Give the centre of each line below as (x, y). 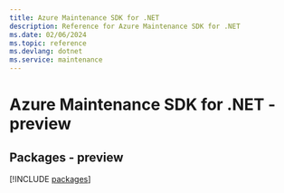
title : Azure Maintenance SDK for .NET (85, 18)
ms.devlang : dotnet (46, 52)
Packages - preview (66, 157)
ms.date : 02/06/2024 (48, 34)
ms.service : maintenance (56, 60)
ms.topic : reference (48, 43)
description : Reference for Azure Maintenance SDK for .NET (125, 26)
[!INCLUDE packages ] (50, 179)
